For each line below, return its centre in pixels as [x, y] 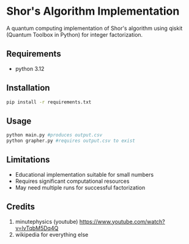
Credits [21, 207]
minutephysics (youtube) [46, 221]
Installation [28, 88]
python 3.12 [30, 68]
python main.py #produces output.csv [54, 135]
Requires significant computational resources [72, 181]
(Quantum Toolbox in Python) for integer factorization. [75, 34]
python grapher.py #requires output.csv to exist [71, 141]
